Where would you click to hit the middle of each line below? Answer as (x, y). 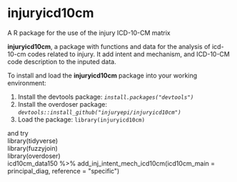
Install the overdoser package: (62, 104)
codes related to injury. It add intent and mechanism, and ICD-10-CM (128, 54)
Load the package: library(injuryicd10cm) (81, 119)
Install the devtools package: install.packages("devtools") (106, 97)
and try (18, 133)
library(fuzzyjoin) (33, 148)
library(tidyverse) (33, 141)
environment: (27, 82)
